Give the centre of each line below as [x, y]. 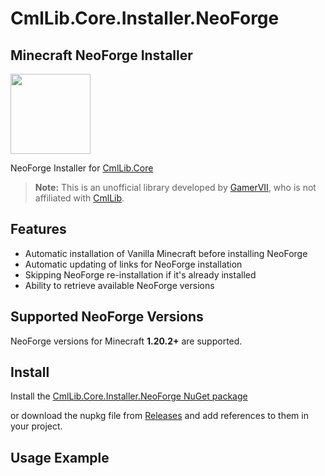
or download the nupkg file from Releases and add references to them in [159, 416]
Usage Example [60, 457]
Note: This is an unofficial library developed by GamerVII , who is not [175, 187]
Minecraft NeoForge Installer [101, 55]
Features [38, 229]
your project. [36, 426]
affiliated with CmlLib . [79, 198]
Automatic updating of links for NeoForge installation [133, 264]
